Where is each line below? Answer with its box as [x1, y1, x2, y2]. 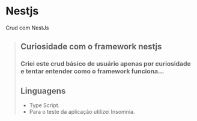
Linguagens [20, 85, 66, 96]
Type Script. [29, 102, 60, 109]
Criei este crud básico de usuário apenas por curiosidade [20, 60, 191, 68]
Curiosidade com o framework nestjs [20, 42, 162, 52]
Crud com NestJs [5, 24, 49, 31]
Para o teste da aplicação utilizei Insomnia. [29, 108, 135, 116]
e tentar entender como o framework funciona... [20, 67, 165, 76]
